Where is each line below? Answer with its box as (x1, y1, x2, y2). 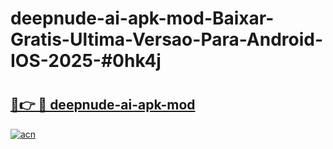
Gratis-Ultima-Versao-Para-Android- (10, 28, 324, 51)
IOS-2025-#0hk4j (10, 50, 162, 72)
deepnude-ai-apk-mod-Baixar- (10, 7, 275, 30)
